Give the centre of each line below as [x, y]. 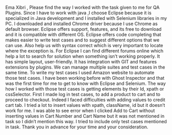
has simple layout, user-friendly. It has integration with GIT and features [81, 62]
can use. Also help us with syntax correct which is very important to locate [84, 45]
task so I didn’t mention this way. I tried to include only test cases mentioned [86, 121]
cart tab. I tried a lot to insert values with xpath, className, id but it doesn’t [85, 105]
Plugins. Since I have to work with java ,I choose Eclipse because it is [78, 13]
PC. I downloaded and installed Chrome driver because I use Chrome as [82, 24]
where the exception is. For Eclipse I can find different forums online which [84, 51]
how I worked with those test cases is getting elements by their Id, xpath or [85, 89]
